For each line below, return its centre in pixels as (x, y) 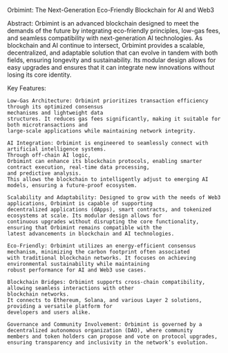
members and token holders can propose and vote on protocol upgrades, (112, 336)
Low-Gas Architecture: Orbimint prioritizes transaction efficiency (108, 101)
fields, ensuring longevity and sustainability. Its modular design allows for (112, 60)
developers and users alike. (49, 312)
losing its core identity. (39, 75)
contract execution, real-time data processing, (78, 167)
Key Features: (27, 88)
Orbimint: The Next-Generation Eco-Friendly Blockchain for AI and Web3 (111, 10)
